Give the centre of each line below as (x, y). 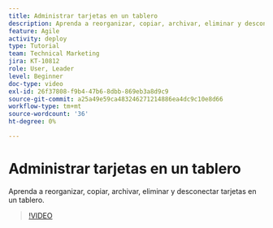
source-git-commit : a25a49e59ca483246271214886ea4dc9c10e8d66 (116, 99)
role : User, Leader (41, 69)
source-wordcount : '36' (49, 114)
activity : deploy (38, 39)
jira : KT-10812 (34, 62)
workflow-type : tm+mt (45, 106)
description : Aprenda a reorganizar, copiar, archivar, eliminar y (125, 24)
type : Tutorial (34, 46)
